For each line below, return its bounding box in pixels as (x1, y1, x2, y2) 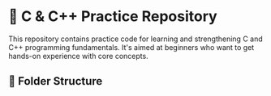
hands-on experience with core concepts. (8, 51, 148, 61)
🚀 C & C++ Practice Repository (8, 7, 217, 26)
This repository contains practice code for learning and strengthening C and (8, 34, 263, 44)
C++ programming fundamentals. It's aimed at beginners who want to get (8, 42, 255, 52)
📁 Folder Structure (8, 74, 103, 88)
